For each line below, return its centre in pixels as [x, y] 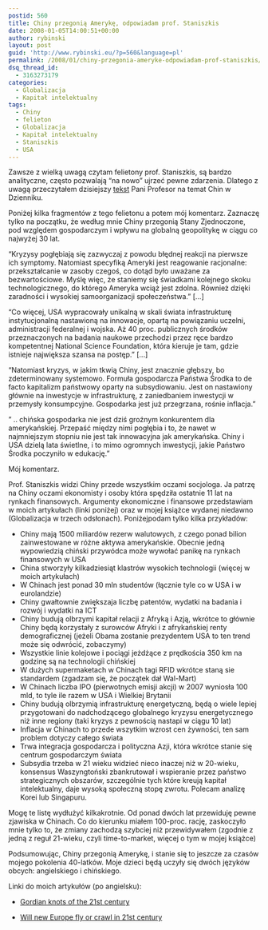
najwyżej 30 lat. [34, 239]
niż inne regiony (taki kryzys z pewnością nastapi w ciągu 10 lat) [125, 721]
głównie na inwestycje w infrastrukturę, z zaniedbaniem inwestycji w [121, 396]
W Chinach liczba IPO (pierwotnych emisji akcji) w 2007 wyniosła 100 [134, 687]
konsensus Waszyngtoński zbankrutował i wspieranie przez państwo [133, 772]
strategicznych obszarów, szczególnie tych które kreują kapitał [123, 780]
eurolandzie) [40, 593]
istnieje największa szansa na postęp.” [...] [78, 355]
